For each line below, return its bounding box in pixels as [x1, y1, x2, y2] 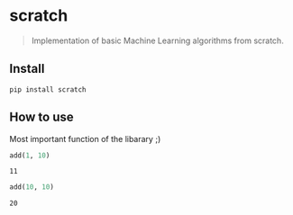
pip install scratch [9, 85, 87, 94]
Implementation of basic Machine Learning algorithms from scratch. [31, 35, 284, 46]
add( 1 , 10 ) [9, 150, 50, 160]
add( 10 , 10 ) [9, 183, 54, 192]
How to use [9, 110, 74, 125]
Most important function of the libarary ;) [9, 133, 161, 144]
